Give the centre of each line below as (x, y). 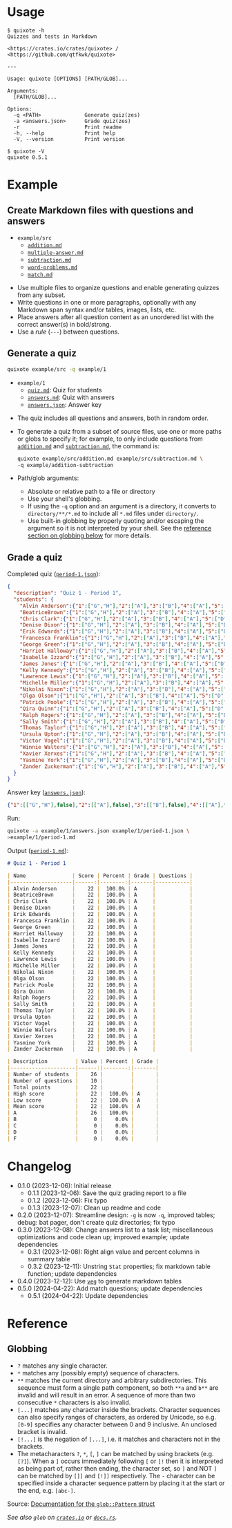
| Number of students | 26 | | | (83, 1075)
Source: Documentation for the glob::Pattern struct (81, 1504)
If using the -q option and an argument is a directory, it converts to (122, 506)
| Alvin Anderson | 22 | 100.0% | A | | (100, 888)
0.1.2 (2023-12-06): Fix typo (67, 1200)
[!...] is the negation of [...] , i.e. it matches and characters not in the (119, 1439)
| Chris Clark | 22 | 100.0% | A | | (100, 901)
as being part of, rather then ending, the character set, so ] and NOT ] (117, 1468)
